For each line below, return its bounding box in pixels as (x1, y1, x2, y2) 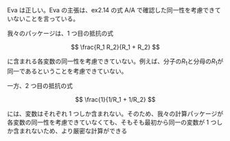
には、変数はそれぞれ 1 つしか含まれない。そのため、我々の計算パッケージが (7, 109, 224, 118)
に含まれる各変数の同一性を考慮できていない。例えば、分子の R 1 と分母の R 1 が (7, 57, 224, 67)
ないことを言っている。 (12, 14, 80, 23)
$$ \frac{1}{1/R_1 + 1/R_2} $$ (75, 95, 156, 103)
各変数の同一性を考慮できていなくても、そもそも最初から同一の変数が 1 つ (7, 118, 217, 126)
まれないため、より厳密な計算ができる (19, 127, 128, 135)
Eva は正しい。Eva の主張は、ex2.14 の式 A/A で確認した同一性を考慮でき (7, 6, 215, 14)
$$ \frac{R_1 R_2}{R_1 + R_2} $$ (71, 43, 160, 51)
